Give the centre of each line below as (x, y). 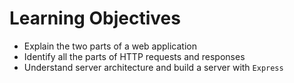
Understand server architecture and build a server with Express (153, 67)
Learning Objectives (95, 18)
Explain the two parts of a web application (110, 46)
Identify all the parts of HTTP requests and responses (134, 56)
